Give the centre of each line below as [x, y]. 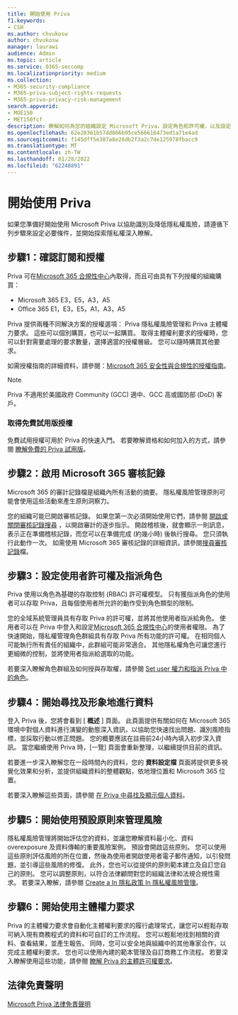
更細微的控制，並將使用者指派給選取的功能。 [73, 654]
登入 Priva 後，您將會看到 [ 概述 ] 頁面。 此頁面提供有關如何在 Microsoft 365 [119, 720]
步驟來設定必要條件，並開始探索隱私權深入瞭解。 [85, 233]
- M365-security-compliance [49, 87]
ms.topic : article [34, 60]
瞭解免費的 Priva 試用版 [49, 449]
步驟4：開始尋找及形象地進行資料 [80, 702]
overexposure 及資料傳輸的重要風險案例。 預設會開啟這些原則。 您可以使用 [117, 847]
